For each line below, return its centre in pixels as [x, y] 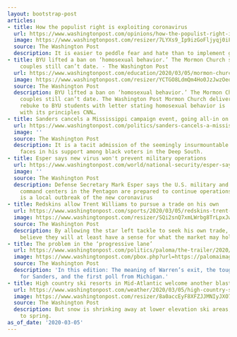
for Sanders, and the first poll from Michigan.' [95, 276]
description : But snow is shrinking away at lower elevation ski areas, [123, 309]
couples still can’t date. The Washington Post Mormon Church [113, 100]
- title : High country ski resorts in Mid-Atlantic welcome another [110, 283]
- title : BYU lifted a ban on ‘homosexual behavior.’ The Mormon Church [116, 60]
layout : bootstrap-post [42, 14]
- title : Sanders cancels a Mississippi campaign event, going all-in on [118, 119]
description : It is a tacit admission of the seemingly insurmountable [121, 146]
